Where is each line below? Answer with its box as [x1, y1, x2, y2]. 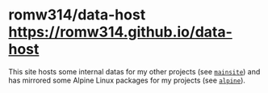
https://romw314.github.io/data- [8, 23, 232, 41]
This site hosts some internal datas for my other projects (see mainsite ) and [8, 66, 261, 76]
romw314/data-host [8, 6, 146, 24]
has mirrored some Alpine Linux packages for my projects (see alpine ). [8, 75, 246, 85]
